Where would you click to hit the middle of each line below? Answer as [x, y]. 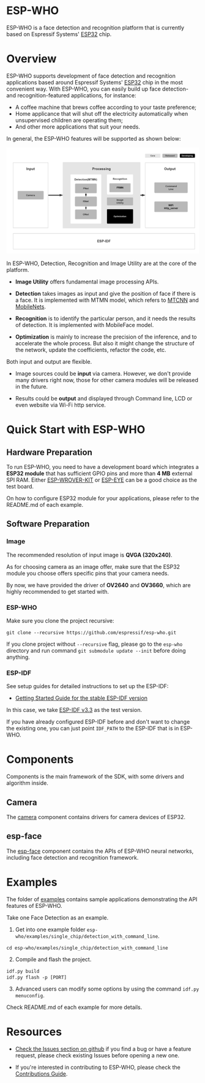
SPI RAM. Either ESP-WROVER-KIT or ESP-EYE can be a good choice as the [102, 480]
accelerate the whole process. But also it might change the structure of [105, 343]
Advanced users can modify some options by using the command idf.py [107, 989]
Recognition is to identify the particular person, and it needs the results [105, 318]
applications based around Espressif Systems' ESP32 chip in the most [95, 82]
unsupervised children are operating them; [69, 120]
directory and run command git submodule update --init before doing [96, 650]
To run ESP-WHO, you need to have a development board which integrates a [102, 467]
